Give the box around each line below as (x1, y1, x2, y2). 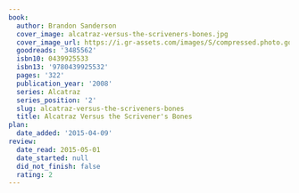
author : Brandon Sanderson (16, 21, 117, 30)
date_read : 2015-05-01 (16, 145, 101, 154)
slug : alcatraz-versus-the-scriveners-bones (16, 104, 185, 113)
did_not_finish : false (16, 162, 101, 171)
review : (8, 137, 37, 146)
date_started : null (16, 153, 89, 163)
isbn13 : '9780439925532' (16, 63, 109, 72)
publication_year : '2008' (16, 79, 113, 88)
